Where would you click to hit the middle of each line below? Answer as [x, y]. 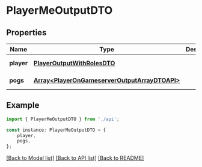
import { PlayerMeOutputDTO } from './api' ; [63, 119]
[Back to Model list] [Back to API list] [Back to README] [75, 158]
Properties [26, 33]
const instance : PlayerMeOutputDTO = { [56, 130]
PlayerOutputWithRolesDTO [74, 63]
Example [23, 105]
